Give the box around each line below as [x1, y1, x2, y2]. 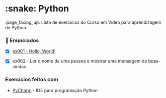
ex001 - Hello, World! [12, 48, 56, 54]
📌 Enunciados [5, 37, 39, 44]
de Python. [5, 24, 28, 30]
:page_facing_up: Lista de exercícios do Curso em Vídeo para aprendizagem [5, 19, 162, 25]
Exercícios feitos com [5, 76, 59, 83]
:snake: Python [5, 3, 69, 14]
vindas [12, 64, 26, 70]
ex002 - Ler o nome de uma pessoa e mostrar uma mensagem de [12, 58, 148, 64]
